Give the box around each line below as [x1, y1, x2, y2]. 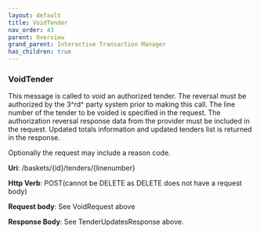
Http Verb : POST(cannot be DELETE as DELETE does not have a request [8, 178, 243, 188]
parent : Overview [8, 33, 65, 41]
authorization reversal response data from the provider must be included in [8, 117, 251, 126]
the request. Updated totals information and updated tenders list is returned [8, 124, 252, 134]
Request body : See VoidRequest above [8, 202, 135, 211]
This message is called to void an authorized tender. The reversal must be [8, 92, 247, 101]
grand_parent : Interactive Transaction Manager [8, 41, 167, 49]
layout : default [8, 11, 61, 20]
